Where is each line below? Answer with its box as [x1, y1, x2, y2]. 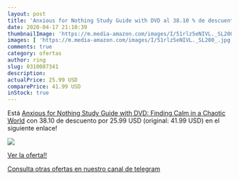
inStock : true [7, 89, 50, 96]
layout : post [7, 10, 46, 18]
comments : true [7, 43, 53, 50]
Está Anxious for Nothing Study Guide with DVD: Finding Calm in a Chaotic [7, 109, 226, 118]
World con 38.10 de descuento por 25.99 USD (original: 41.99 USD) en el [7, 116, 221, 125]
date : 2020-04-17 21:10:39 [7, 23, 87, 30]
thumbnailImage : [7, 30, 55, 38]
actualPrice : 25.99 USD [7, 76, 78, 84]
